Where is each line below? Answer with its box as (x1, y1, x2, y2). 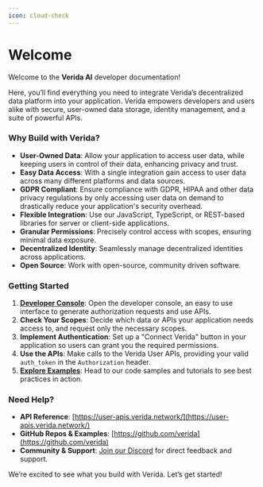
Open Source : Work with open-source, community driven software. (19, 260, 242, 270)
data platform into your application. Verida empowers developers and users (8, 96, 255, 106)
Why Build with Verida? (8, 133, 101, 144)
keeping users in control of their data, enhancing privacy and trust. (19, 159, 238, 168)
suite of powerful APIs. (8, 113, 83, 122)
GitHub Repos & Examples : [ (19, 429, 114, 439)
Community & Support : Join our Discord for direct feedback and (19, 446, 232, 455)
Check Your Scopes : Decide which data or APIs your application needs (19, 315, 254, 325)
